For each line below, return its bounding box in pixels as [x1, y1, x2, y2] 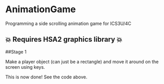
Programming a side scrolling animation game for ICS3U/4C [5, 20, 132, 26]
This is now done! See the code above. [5, 74, 88, 80]
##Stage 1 [5, 48, 27, 54]
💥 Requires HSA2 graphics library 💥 [5, 35, 122, 44]
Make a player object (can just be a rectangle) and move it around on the [5, 59, 159, 65]
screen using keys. [5, 64, 45, 70]
